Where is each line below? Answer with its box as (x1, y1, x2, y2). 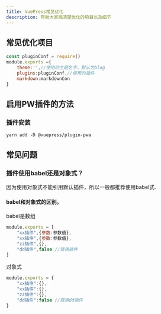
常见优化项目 (6, 37, 53, 47)
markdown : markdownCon (17, 75, 70, 82)
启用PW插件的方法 (6, 99, 74, 109)
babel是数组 (6, 213, 36, 220)
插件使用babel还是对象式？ (6, 169, 84, 177)
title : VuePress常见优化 (6, 8, 64, 15)
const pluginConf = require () (6, 54, 81, 60)
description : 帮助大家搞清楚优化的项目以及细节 (6, 14, 111, 20)
